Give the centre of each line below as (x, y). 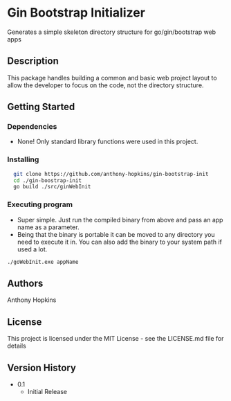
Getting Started (41, 107)
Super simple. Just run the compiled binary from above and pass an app (120, 220)
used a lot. (32, 249)
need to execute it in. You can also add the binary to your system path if (120, 242)
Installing (23, 159)
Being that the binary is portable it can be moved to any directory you (116, 234)
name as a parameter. (48, 227)
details (17, 346)
